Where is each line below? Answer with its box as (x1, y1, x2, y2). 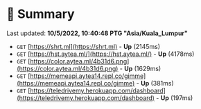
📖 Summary (6, 6, 75, 22)
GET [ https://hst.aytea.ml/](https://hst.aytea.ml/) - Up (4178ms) (16, 50, 195, 58)
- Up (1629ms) (119, 64, 161, 72)
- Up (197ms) (156, 93, 193, 102)
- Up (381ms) (136, 79, 174, 87)
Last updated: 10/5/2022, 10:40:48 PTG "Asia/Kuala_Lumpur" (6, 29, 189, 37)
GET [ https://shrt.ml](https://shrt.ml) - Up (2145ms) (16, 42, 161, 50)
